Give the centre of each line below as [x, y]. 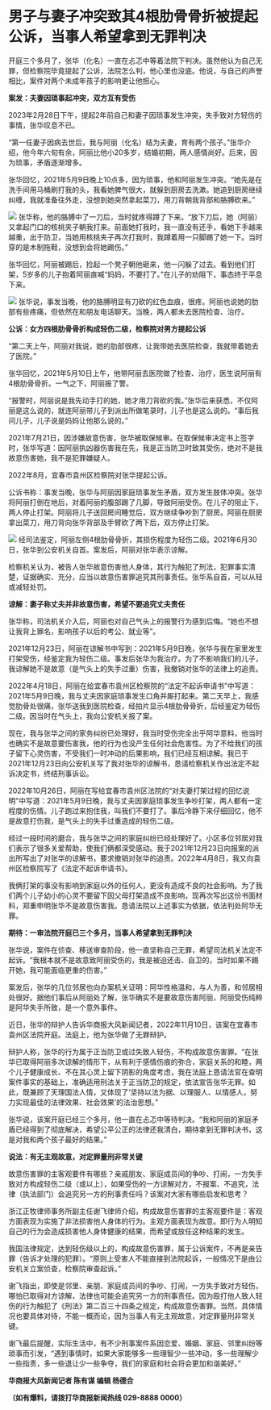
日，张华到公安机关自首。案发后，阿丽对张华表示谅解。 [100, 549]
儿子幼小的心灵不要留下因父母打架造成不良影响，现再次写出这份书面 [142, 895]
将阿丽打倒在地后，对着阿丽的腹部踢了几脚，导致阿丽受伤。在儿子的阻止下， [135, 502]
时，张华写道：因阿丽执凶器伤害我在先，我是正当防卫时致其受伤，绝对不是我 [135, 448]
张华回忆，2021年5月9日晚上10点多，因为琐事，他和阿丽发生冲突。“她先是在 [135, 179]
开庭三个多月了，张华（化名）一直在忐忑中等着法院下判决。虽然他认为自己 [132, 60]
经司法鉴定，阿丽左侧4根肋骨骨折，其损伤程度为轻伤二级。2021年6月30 [138, 539]
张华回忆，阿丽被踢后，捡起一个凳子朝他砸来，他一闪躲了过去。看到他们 [128, 264]
